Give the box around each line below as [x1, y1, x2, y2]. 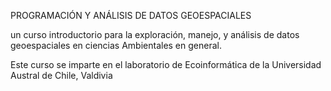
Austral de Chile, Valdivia [10, 70, 113, 81]
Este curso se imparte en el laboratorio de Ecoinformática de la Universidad [10, 59, 322, 70]
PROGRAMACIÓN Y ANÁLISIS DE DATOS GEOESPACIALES [10, 10, 252, 21]
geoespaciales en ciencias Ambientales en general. [10, 40, 222, 51]
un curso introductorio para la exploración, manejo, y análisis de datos [10, 29, 300, 40]
